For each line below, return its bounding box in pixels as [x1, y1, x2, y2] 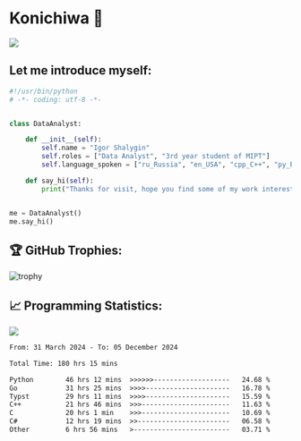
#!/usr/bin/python [9, 87, 78, 96]
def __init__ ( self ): [25, 135, 102, 144]
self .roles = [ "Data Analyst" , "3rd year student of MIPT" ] [41, 152, 271, 161]
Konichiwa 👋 [9, 8, 104, 29]
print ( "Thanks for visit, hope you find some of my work [41, 184, 258, 193]
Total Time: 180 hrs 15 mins [9, 359, 118, 368]
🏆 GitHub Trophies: [9, 242, 123, 258]
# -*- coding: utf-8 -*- [9, 95, 102, 104]
